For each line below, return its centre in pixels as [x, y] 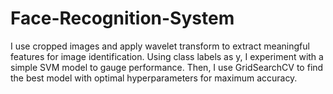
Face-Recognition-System [122, 18]
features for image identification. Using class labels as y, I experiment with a [167, 56]
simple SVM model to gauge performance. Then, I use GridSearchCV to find [167, 67]
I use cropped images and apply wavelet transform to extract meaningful [160, 46]
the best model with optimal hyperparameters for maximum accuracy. [154, 78]
